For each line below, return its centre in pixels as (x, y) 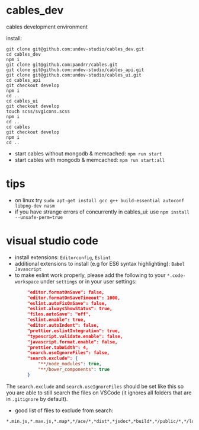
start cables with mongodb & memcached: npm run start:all (90, 160)
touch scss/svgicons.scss (38, 111)
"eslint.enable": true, (57, 320)
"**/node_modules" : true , (70, 364)
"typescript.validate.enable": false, (75, 336)
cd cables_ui (22, 101)
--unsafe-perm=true (39, 217)
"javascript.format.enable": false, (73, 342)
